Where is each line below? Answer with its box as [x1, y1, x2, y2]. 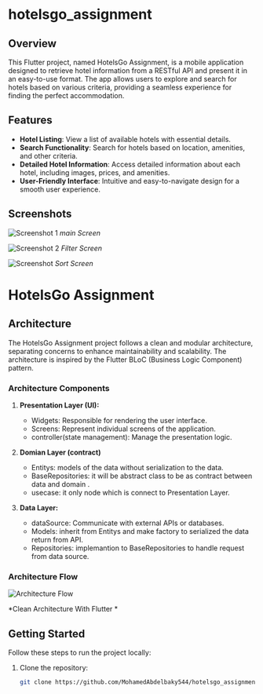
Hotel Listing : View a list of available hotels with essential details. [19, 134, 232, 144]
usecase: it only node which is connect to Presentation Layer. [31, 488, 230, 497]
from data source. [31, 551, 89, 561]
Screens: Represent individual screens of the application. [31, 424, 216, 433]
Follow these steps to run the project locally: [8, 648, 152, 657]
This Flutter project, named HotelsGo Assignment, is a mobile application [8, 57, 244, 67]
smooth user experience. [19, 184, 100, 194]
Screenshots [8, 207, 72, 221]
